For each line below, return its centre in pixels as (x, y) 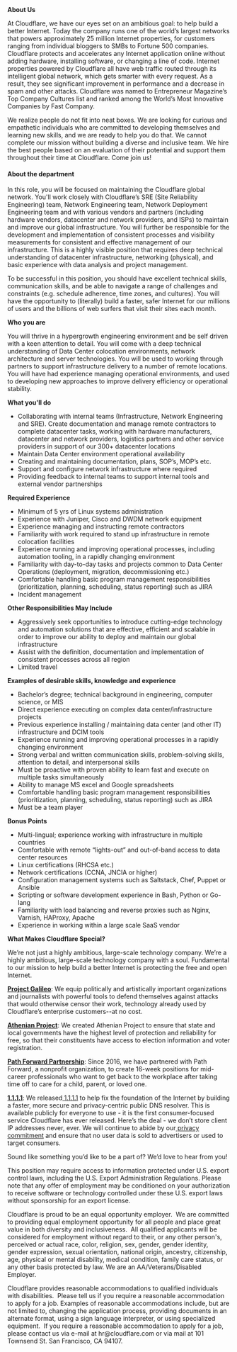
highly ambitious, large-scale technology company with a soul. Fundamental (118, 960)
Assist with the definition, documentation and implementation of (111, 652)
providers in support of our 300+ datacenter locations (96, 446)
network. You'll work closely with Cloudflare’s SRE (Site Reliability (103, 197)
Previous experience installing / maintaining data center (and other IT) (119, 725)
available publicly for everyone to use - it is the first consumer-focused (111, 1113)
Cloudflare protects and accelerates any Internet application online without (116, 53)
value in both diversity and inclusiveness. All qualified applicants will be (112, 1229)
